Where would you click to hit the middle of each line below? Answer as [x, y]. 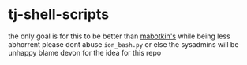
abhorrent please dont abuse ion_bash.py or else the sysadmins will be [123, 44]
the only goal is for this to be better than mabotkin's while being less [119, 36]
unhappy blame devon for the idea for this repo [85, 52]
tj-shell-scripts [58, 14]
